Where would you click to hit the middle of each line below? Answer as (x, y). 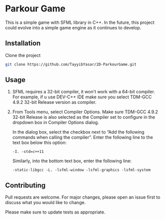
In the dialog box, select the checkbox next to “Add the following (78, 132)
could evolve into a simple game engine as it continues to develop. (73, 27)
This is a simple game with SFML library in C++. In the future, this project (80, 22)
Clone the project (23, 55)
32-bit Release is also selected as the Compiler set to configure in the (84, 117)
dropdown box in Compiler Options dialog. (56, 123)
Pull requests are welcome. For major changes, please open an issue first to (83, 197)
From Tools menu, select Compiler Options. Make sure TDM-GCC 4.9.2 (85, 112)
